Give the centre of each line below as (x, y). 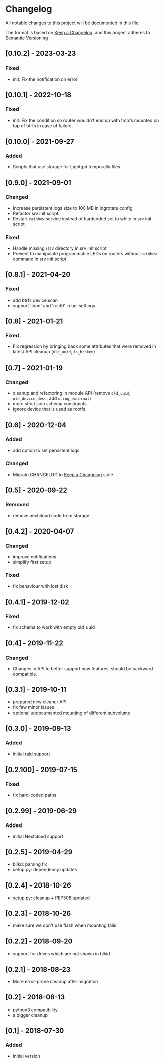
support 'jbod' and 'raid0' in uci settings (54, 305)
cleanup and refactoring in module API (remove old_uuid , (72, 393)
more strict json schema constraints (49, 404)
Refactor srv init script (35, 213)
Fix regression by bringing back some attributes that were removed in (84, 346)
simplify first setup (32, 562)
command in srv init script (39, 259)
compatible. (25, 674)
